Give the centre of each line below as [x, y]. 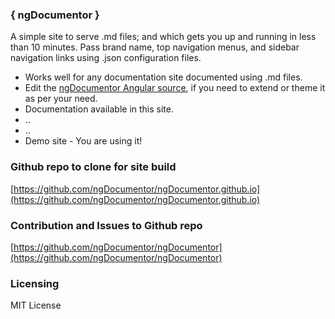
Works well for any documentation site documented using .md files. [163, 77]
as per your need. [61, 99]
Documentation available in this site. [99, 109]
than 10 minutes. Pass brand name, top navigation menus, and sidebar [155, 47]
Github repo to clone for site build [93, 167]
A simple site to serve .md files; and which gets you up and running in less [163, 37]
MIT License [36, 305]
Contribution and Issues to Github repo [106, 225]
